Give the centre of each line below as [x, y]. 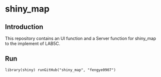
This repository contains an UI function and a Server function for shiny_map [80, 38]
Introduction [24, 27]
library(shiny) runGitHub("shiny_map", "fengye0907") [61, 70]
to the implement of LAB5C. [33, 44]
